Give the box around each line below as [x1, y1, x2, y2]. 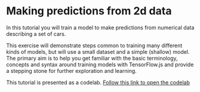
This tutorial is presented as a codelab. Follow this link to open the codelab [6, 79, 190, 86]
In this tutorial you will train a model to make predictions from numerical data [6, 24, 195, 31]
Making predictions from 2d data [6, 4, 172, 18]
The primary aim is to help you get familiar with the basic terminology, [6, 54, 178, 62]
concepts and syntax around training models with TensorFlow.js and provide [6, 61, 194, 68]
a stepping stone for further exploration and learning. [6, 67, 137, 74]
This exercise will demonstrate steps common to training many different [6, 42, 183, 49]
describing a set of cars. [6, 30, 66, 37]
